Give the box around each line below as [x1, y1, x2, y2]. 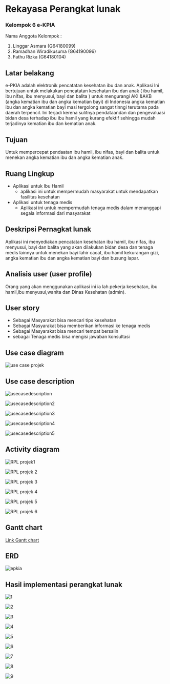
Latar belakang [5, 69, 54, 77]
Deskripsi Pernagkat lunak [5, 225, 92, 234]
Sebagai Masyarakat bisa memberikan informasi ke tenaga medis [12, 323, 151, 329]
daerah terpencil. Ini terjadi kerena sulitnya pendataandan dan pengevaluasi [5, 110, 165, 116]
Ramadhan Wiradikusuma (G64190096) [12, 48, 96, 54]
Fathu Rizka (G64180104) [12, 54, 67, 60]
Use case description [5, 377, 75, 386]
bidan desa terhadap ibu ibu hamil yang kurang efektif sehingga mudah [5, 115, 156, 121]
